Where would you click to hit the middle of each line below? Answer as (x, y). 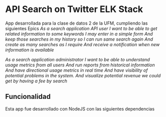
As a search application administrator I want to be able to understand (77, 59)
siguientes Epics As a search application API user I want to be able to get (81, 28)
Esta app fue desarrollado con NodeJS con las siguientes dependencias (80, 108)
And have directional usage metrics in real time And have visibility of (76, 70)
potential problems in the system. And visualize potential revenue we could (83, 75)
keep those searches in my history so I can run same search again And (79, 39)
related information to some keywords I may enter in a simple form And (79, 34)
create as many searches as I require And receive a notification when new (82, 44)
